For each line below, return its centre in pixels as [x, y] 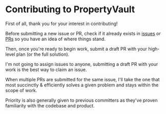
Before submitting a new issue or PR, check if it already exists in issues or [83, 33]
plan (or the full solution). [43, 54]
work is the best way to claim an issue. [46, 70]
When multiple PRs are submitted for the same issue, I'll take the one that [82, 79]
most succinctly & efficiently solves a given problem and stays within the [82, 85]
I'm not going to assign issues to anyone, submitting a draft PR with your [82, 64]
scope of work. [21, 90]
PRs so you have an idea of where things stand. [56, 39]
